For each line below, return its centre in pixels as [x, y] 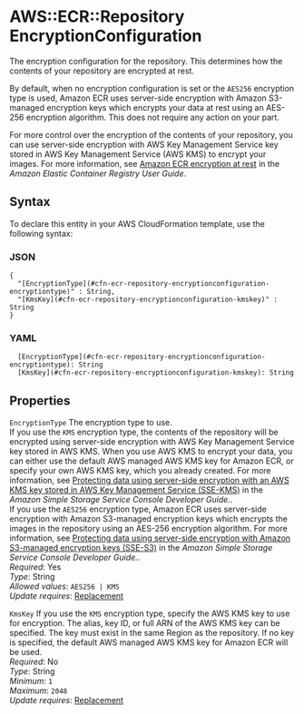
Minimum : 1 [31, 681]
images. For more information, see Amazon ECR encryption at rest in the [144, 163]
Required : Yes [35, 567]
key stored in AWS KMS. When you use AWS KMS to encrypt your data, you [151, 452]
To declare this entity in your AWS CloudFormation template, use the [137, 223]
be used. [26, 652]
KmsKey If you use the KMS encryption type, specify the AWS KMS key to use [150, 613]
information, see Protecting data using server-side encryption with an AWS [149, 480]
